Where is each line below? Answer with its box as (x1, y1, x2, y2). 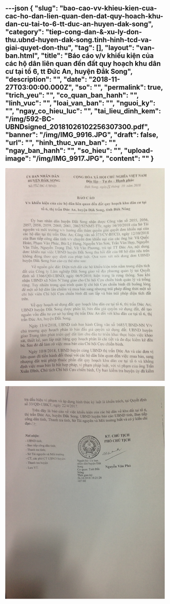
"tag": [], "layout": (74, 44, 135, 52)
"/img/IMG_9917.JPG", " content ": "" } (32, 154, 154, 163)
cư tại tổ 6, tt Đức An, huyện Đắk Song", (5, 67, 133, 76)
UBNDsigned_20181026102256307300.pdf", (5, 123, 150, 131)
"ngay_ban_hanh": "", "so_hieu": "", (5, 146, 123, 155)
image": (5, 154, 31, 163)
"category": (5, 28, 45, 36)
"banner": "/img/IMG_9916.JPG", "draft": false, (5, 131, 158, 139)
